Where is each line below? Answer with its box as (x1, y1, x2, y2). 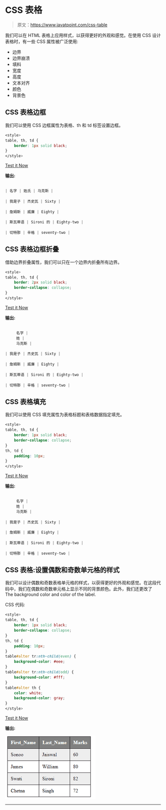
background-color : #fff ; (14, 675, 65, 680)
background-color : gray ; (14, 696, 65, 701)
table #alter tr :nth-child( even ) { (5, 654, 77, 659)
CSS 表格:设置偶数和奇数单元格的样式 (5, 566, 120, 574)
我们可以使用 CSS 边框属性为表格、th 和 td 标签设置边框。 (5, 122, 124, 128)
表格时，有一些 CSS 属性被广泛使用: (5, 38, 79, 45)
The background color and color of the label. (5, 591, 96, 597)
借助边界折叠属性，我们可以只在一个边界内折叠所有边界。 (5, 259, 122, 265)
